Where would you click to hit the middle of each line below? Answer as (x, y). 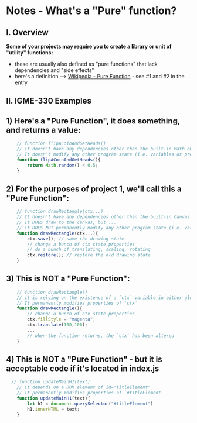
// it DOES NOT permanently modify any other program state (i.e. (99, 228)
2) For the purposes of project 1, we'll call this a (94, 189)
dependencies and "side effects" (55, 70)
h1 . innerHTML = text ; (54, 409)
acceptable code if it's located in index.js (83, 368)
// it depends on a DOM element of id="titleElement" (84, 387)
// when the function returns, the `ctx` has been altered (101, 336)
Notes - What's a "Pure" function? (91, 11)
